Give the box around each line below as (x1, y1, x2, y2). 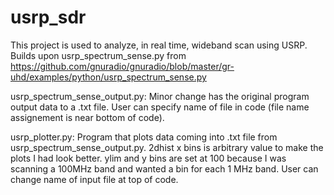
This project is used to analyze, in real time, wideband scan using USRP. (10, 39, 308, 51)
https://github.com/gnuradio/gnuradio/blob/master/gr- (10, 60, 235, 72)
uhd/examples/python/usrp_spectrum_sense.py (10, 71, 207, 83)
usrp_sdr (10, 6, 87, 29)
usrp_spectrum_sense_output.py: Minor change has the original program (10, 90, 310, 102)
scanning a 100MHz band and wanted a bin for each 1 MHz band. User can (10, 162, 319, 175)
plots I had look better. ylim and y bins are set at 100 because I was (10, 152, 287, 164)
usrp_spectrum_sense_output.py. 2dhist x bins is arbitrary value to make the (10, 141, 324, 153)
